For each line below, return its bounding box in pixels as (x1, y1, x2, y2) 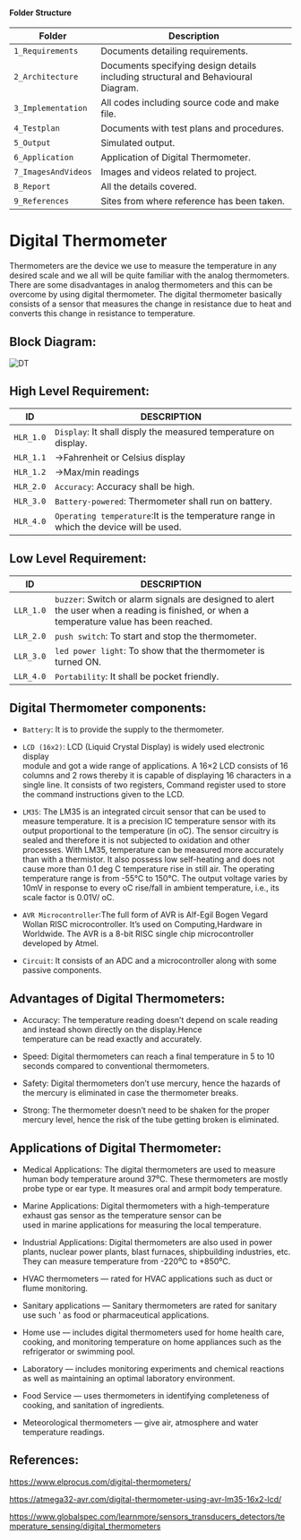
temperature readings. (21, 1427, 105, 1438)
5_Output (13, 138, 51, 148)
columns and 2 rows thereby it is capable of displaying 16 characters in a (21, 770, 292, 781)
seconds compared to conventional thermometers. (21, 1061, 210, 1071)
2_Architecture (13, 72, 79, 82)
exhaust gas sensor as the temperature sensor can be (21, 1210, 222, 1221)
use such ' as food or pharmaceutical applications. (21, 1310, 210, 1321)
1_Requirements (13, 46, 79, 56)
